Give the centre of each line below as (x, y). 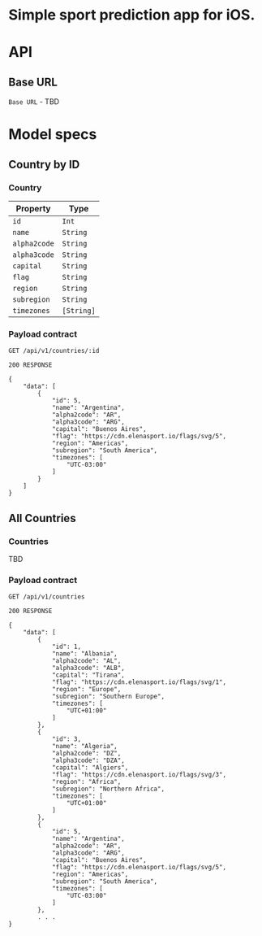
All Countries (42, 518)
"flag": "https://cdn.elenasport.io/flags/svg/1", (139, 682)
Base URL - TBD (34, 102)
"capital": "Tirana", (88, 675)
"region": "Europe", (86, 690)
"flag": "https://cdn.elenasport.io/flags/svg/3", (139, 775)
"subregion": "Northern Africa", (108, 789)
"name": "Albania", (84, 654)
